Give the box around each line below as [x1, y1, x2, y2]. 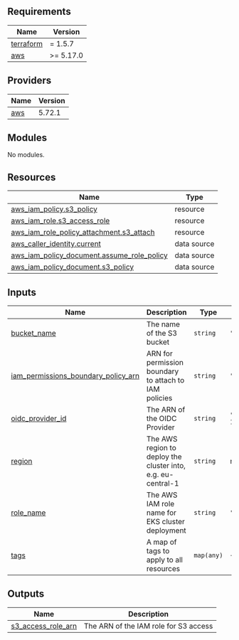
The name [146, 319, 180, 329]
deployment [146, 526, 186, 535]
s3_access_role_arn [11, 621, 77, 631]
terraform [11, 38, 43, 48]
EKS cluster [146, 517, 185, 527]
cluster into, [146, 461, 186, 471]
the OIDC [146, 414, 177, 424]
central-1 [146, 479, 179, 489]
